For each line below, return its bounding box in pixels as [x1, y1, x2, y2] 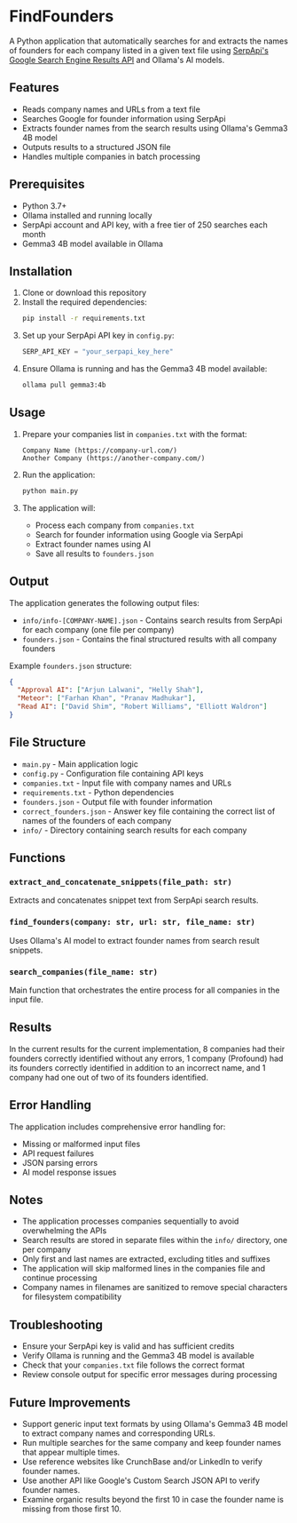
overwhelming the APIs [21, 1225, 107, 1236]
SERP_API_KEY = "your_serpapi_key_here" [21, 347, 174, 356]
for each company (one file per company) [21, 624, 175, 634]
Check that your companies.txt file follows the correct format [21, 1360, 246, 1370]
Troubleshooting [9, 1317, 104, 1332]
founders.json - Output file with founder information [21, 796, 213, 807]
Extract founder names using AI [35, 538, 151, 549]
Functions [9, 850, 66, 865]
